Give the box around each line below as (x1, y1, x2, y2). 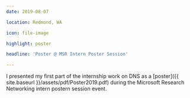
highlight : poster (6, 41, 51, 47)
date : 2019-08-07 (6, 8, 49, 15)
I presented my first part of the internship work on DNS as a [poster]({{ (6, 73, 179, 80)
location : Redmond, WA (6, 19, 62, 25)
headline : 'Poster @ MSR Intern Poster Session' (6, 51, 128, 57)
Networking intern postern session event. (6, 85, 107, 92)
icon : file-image (6, 30, 49, 36)
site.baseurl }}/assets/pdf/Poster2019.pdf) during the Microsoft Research (6, 79, 185, 86)
